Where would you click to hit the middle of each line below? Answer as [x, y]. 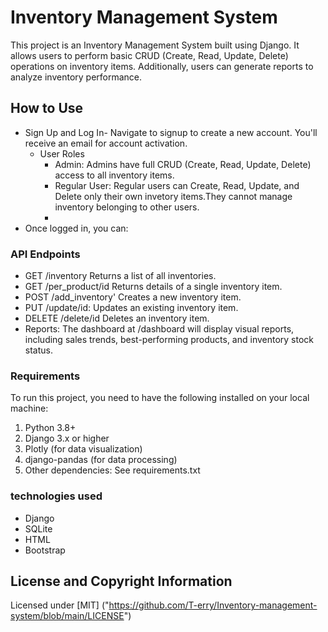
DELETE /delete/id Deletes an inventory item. [117, 318]
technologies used [56, 496]
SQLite [38, 528]
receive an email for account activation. [106, 143]
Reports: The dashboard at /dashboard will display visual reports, [159, 329]
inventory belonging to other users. [127, 207]
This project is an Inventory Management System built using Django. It [155, 45]
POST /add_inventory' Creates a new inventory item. [133, 297]
